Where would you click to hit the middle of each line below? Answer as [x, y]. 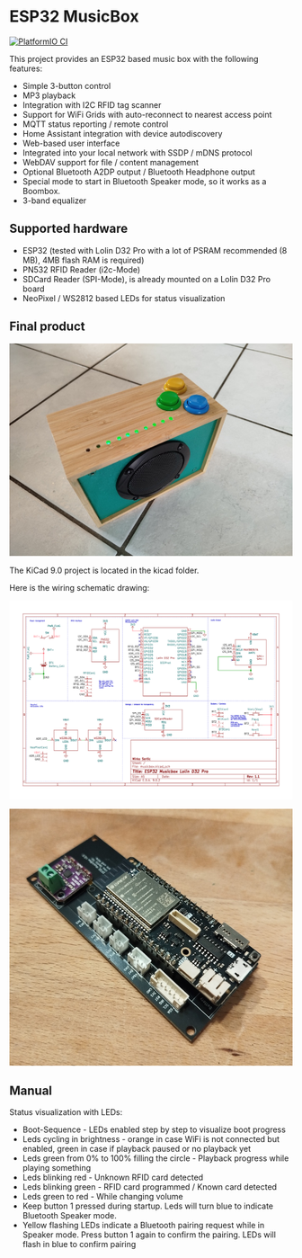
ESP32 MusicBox [74, 17]
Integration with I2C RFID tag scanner [92, 104]
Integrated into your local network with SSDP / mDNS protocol [138, 152]
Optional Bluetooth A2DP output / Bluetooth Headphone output [139, 172]
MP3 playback [49, 95]
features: [26, 68]
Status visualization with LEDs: [66, 1112]
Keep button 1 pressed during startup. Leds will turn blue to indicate [148, 1206]
